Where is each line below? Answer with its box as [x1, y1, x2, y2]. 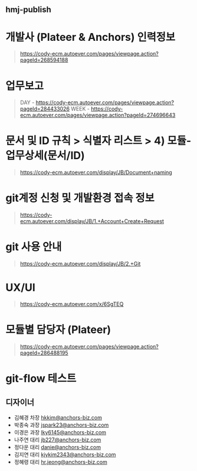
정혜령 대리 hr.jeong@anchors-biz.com [14, 458, 107, 465]
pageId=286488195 [19, 349, 68, 356]
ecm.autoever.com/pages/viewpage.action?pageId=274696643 [19, 112, 176, 119]
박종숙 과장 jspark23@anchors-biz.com [14, 421, 109, 428]
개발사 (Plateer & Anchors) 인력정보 [5, 30, 175, 44]
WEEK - [71, 105, 90, 112]
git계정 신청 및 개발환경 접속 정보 [5, 192, 155, 205]
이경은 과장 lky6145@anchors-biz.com [14, 428, 107, 435]
